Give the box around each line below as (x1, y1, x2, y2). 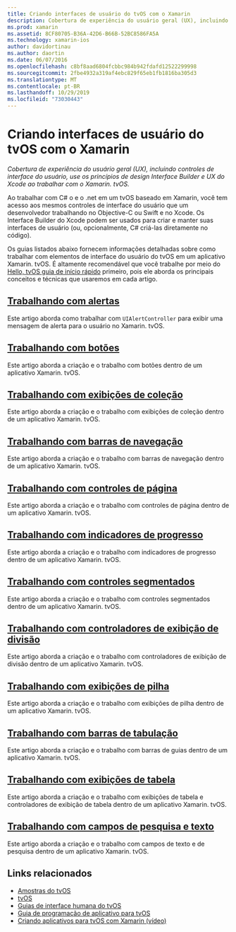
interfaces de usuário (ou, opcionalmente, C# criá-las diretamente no (7, 223, 209, 232)
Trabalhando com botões (7, 342, 120, 354)
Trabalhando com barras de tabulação (7, 727, 178, 739)
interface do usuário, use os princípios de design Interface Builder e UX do (7, 172, 225, 180)
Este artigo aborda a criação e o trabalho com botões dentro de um (7, 361, 203, 369)
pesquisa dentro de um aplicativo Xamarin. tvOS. (7, 846, 149, 856)
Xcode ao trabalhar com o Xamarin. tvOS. (7, 180, 130, 188)
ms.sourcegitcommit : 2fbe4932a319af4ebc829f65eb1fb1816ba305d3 (7, 69, 197, 76)
